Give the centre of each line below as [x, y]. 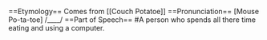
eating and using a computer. [57, 28]
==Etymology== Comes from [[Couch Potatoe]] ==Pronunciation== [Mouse [133, 11]
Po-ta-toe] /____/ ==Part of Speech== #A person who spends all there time [132, 20]
